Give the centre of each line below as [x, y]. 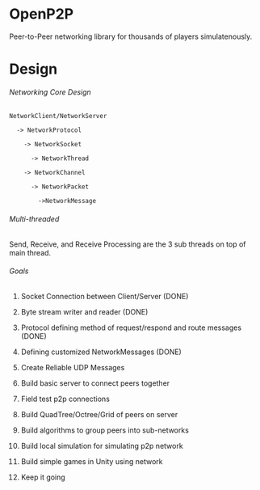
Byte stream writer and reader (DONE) [84, 311]
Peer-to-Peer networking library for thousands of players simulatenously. [131, 36]
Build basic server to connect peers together [95, 383]
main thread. [30, 252]
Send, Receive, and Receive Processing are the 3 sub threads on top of [128, 244]
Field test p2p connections [65, 399]
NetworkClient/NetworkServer [58, 116]
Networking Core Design [50, 92]
